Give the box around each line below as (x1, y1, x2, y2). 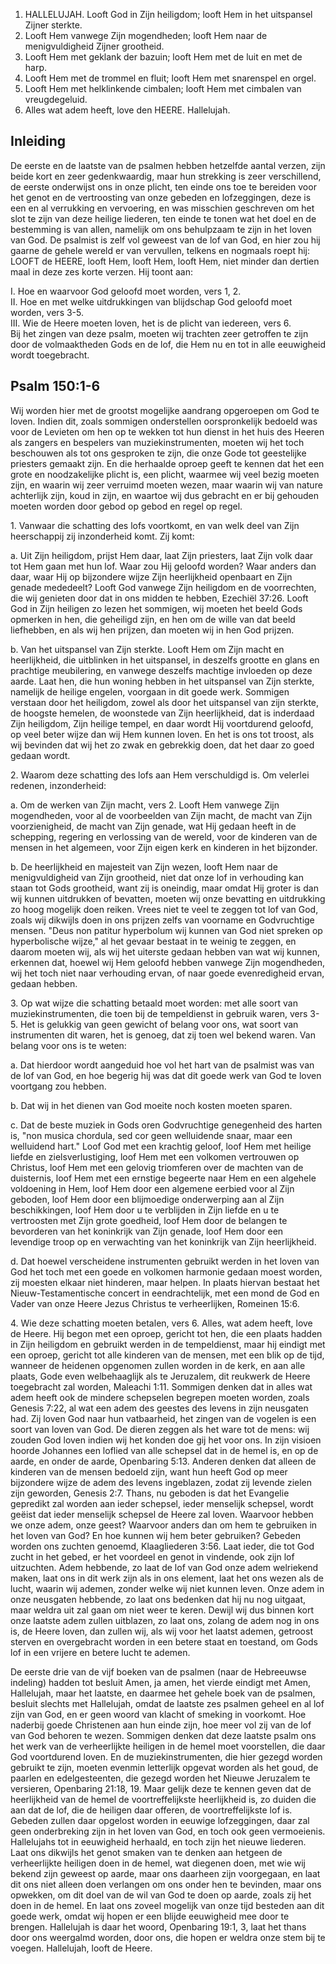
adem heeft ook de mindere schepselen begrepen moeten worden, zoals (10, 1391, 310, 1403)
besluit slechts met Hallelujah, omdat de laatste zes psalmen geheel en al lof (10, 1697, 325, 1709)
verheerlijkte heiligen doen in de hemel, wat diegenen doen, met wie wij (10, 1857, 306, 1869)
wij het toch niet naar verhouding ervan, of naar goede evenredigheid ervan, (10, 967, 325, 979)
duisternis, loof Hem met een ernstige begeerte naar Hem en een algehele (10, 1172, 317, 1184)
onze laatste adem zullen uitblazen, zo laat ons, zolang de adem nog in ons (10, 1614, 320, 1626)
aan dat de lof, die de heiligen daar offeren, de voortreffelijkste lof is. (10, 1804, 293, 1816)
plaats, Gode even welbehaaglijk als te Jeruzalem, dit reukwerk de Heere (10, 1370, 311, 1382)
